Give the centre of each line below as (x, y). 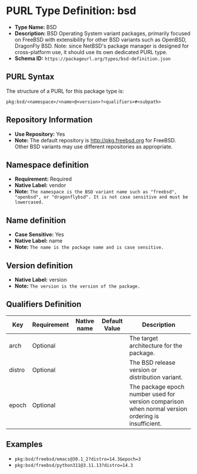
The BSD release (152, 362)
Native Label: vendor (40, 185)
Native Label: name (38, 241)
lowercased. (29, 202)
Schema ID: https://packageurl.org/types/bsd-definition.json (93, 58)
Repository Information (49, 120)
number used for (152, 394)
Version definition (40, 266)
